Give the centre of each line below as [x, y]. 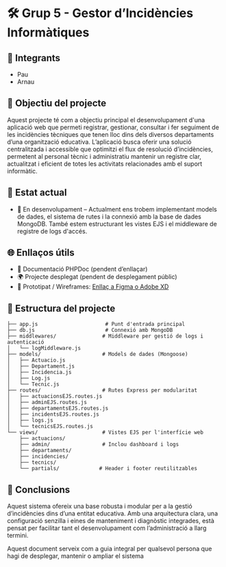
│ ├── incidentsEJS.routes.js [53, 414]
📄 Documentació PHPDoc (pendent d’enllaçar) [82, 269]
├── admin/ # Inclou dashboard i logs [99, 445]
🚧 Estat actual [37, 193]
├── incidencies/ [44, 457]
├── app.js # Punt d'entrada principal [96, 324]
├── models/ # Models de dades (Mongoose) [98, 355]
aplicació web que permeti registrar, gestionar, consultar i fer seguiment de [113, 127]
